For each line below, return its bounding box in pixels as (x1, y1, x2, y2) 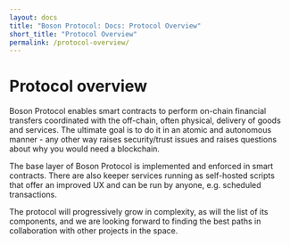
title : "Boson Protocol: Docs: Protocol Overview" (9, 21, 202, 30)
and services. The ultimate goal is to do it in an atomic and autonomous (9, 125, 272, 135)
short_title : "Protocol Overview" (9, 29, 138, 38)
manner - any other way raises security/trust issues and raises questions (9, 135, 278, 145)
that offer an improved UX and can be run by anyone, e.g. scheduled (9, 180, 261, 191)
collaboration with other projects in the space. (9, 225, 178, 236)
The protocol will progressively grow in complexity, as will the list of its (9, 207, 269, 217)
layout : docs (9, 12, 58, 22)
